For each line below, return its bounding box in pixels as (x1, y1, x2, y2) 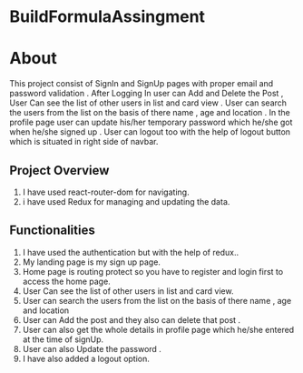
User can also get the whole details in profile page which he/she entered (22, 324, 295, 335)
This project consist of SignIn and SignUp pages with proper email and (9, 78, 274, 89)
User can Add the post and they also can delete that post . (22, 314, 241, 325)
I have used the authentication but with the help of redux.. (22, 247, 239, 257)
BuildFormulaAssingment (9, 6, 206, 27)
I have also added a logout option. (22, 353, 150, 364)
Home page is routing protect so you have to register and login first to (22, 266, 284, 277)
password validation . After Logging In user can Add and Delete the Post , (9, 88, 284, 99)
